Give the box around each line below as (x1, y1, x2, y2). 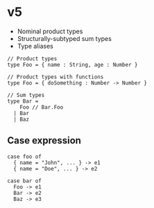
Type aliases (17, 42, 53, 50)
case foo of (7, 153, 42, 160)
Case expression (7, 135, 82, 146)
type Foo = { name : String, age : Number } (7, 61, 138, 68)
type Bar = (7, 98, 39, 105)
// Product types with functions (7, 73, 104, 80)
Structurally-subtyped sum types (17, 34, 112, 42)
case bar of (7, 177, 42, 184)
